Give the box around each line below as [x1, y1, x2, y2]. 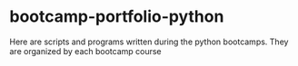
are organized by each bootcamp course [9, 45, 162, 56]
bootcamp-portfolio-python [9, 6, 224, 27]
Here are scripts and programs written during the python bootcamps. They [9, 36, 289, 47]
